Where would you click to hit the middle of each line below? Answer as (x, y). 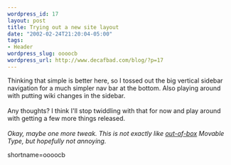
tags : (15, 41)
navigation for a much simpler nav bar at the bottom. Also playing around (114, 88)
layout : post (27, 21)
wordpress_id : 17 (33, 14)
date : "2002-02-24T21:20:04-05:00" (60, 34)
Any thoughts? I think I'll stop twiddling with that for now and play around (114, 110)
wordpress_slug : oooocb (43, 54)
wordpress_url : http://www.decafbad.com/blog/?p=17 (85, 60)
